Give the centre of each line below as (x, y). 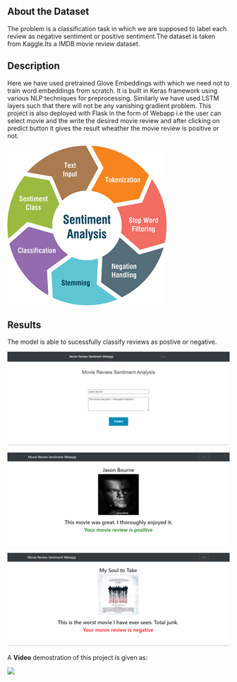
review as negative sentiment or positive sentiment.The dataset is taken (111, 36)
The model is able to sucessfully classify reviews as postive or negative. (112, 342)
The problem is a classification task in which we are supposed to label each (117, 28)
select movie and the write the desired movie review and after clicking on (114, 120)
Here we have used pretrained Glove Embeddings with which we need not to (119, 83)
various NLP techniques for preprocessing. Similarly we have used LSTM (113, 98)
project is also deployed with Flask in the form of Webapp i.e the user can (114, 113)
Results (24, 325)
